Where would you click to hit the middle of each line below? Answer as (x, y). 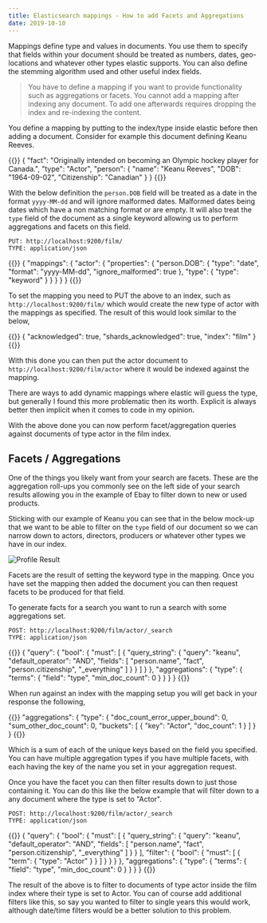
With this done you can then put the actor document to (98, 360)
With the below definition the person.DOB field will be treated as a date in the (133, 192)
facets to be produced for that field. (67, 592)
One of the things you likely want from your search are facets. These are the (133, 478)
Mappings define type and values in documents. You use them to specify (128, 46)
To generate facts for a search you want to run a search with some (118, 608)
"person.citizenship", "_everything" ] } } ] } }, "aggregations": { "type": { (126, 669)
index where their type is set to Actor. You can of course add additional (125, 893)
